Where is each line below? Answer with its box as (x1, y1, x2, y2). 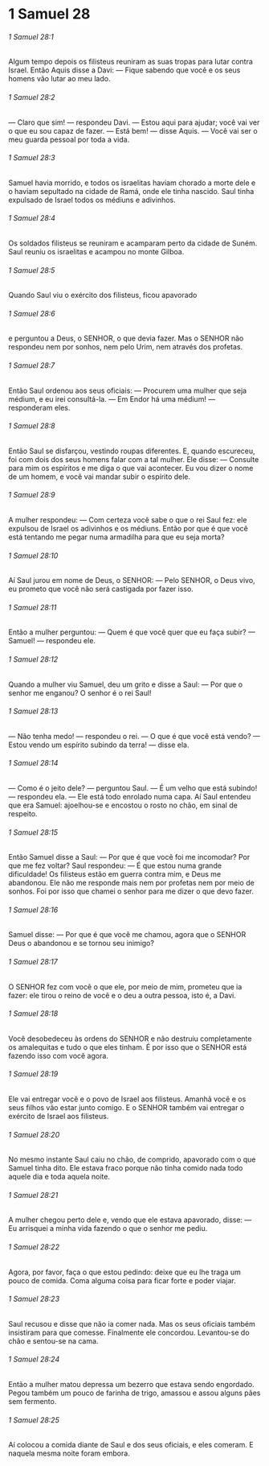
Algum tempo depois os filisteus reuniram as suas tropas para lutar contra (8, 57, 253, 67)
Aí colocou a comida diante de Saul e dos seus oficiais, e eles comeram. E (8, 1440, 255, 1450)
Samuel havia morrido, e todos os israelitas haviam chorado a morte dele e (8, 178, 256, 188)
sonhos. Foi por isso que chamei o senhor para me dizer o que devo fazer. (8, 886, 255, 896)
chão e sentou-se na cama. (8, 1336, 99, 1345)
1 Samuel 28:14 (8, 758, 59, 768)
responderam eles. (8, 403, 71, 412)
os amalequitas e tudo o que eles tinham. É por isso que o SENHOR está (8, 1042, 247, 1051)
